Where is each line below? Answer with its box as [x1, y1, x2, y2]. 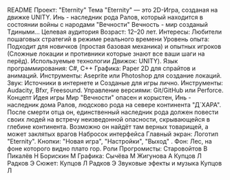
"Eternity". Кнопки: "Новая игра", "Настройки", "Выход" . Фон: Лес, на [7, 137, 212, 145]
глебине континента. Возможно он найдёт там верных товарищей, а [7, 123, 209, 131]
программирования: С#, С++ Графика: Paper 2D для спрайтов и [7, 65, 196, 72]
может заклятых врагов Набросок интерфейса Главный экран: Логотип [7, 130, 219, 138]
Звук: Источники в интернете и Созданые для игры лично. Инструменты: [7, 79, 224, 87]
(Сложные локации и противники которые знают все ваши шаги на [7, 49, 205, 58]
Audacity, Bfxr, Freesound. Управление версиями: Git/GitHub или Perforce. [7, 86, 224, 94]
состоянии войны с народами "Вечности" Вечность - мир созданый [7, 21, 208, 28]
